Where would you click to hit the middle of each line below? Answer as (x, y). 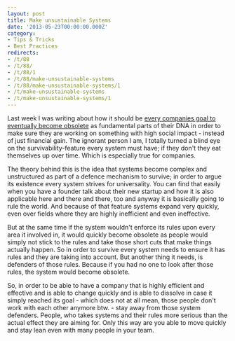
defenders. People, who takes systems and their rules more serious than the (117, 315)
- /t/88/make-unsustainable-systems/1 (64, 85)
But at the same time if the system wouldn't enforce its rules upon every (111, 227)
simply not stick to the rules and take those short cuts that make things (110, 242)
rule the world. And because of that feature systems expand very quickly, (113, 206)
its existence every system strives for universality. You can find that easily (114, 184)
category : (22, 33)
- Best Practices (33, 46)
